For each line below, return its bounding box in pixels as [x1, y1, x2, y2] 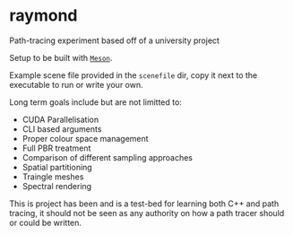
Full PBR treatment [22, 143, 91, 153]
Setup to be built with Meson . [9, 52, 113, 63]
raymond [9, 5, 78, 26]
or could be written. [9, 217, 82, 228]
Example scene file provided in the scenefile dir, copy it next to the [9, 69, 258, 81]
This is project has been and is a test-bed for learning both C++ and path [9, 198, 280, 209]
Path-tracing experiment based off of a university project [9, 35, 220, 46]
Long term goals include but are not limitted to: [9, 96, 182, 108]
